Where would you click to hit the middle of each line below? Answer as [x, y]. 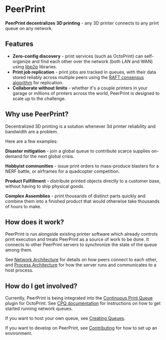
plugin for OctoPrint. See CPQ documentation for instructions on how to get [83, 304]
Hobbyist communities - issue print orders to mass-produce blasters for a [82, 166]
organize [21, 61]
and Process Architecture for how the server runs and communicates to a [81, 265]
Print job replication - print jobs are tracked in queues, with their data [84, 72]
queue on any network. [29, 28]
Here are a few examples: [31, 141]
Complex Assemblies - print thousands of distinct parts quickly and [75, 196]
